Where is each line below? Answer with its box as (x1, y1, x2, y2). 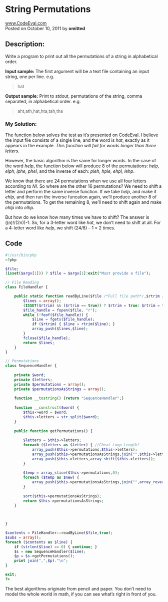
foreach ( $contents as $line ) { (5, 539, 72, 544)
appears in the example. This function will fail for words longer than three (5, 143, 156, 149)
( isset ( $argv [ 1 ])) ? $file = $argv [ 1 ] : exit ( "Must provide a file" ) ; (5, 271, 151, 276)
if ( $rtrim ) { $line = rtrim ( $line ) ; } (31, 322, 115, 327)
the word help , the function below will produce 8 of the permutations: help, (5, 163, 159, 169)
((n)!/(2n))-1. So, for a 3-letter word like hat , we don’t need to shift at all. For (5, 219, 161, 226)
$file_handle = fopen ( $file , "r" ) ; (23, 308, 97, 313)
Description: (5, 40, 45, 49)
